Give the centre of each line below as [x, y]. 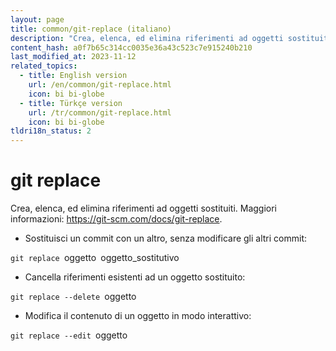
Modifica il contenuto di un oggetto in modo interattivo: [138, 316]
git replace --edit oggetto [69, 335]
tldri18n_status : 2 [51, 131]
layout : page [37, 19]
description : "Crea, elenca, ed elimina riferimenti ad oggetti [147, 38]
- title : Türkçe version [71, 103]
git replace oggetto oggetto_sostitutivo [95, 258]
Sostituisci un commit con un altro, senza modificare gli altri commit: [166, 238]
